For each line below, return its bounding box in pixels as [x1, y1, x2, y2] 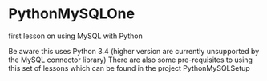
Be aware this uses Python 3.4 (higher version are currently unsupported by [8, 46, 260, 56]
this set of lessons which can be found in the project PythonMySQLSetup [8, 63, 250, 72]
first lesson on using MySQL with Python [8, 31, 143, 40]
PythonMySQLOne [8, 5, 135, 23]
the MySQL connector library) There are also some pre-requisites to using [8, 55, 253, 64]
